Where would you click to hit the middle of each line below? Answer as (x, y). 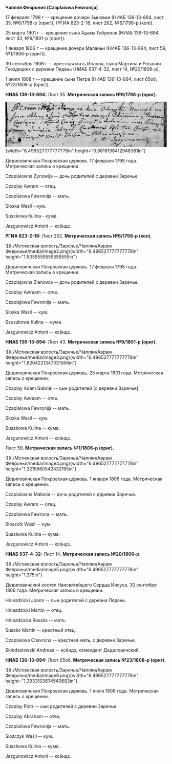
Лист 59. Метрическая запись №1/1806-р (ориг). (60, 448)
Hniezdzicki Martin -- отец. (34, 610)
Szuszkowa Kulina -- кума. (34, 322)
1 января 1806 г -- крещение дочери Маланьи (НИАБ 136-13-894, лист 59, (86, 48)
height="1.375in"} (24, 575)
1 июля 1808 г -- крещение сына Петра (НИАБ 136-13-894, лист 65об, (81, 79)
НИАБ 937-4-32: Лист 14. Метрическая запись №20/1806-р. (73, 554)
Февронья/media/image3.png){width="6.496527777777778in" (72, 357)
